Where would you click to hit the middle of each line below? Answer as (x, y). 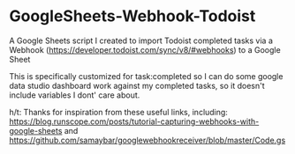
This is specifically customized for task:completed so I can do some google (146, 76)
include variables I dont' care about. (75, 95)
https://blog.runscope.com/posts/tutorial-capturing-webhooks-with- (134, 121)
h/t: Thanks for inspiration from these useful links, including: (118, 112)
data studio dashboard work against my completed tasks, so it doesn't (137, 85)
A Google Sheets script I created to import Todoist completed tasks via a (141, 40)
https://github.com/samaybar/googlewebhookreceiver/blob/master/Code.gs (147, 140)
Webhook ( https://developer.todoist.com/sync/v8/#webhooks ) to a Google (145, 49)
